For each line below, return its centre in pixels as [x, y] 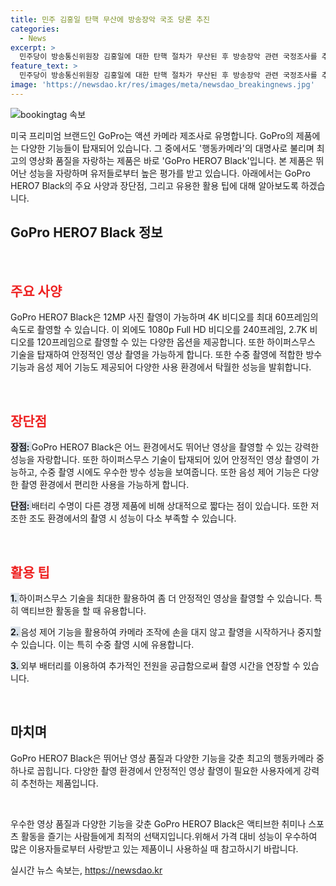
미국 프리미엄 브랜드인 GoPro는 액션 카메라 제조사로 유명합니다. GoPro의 [152, 135]
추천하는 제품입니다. [59, 783]
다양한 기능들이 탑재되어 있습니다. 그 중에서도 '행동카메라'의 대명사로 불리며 [167, 148]
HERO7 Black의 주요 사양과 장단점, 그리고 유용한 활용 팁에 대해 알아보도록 [154, 185]
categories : [35, 29]
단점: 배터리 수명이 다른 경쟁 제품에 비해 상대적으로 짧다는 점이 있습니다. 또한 [159, 506]
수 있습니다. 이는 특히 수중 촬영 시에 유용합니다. [102, 644]
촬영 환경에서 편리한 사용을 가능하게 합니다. [105, 485]
